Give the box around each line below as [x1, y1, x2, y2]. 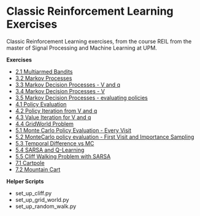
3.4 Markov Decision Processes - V [15, 87, 106, 94]
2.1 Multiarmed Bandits [15, 67, 73, 75]
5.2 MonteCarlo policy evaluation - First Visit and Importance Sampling [15, 133, 194, 141]
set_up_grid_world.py [15, 196, 69, 203]
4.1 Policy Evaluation [15, 100, 67, 108]
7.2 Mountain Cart [15, 166, 61, 173]
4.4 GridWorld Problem [15, 120, 74, 127]
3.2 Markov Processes [15, 74, 72, 82]
